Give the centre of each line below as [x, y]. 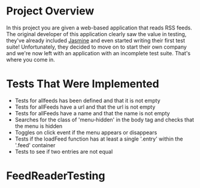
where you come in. [31, 59]
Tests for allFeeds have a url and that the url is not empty [85, 107]
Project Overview [50, 11]
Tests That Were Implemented [83, 84]
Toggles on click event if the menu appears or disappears [86, 132]
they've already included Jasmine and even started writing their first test [96, 40]
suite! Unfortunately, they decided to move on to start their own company [96, 47]
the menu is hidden [39, 126]
